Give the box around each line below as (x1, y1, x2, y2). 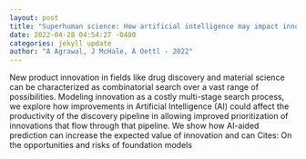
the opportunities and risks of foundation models (9, 140, 193, 151)
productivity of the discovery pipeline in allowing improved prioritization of (9, 111, 289, 122)
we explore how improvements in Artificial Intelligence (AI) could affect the (9, 101, 290, 112)
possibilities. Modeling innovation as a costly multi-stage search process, (9, 92, 285, 103)
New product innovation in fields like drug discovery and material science (9, 72, 285, 83)
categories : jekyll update (9, 38, 112, 48)
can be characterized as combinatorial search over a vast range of (9, 82, 260, 93)
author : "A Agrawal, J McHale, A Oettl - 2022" (9, 47, 194, 56)
